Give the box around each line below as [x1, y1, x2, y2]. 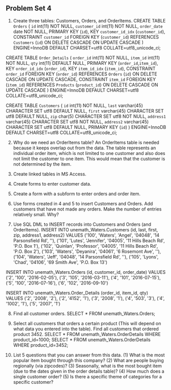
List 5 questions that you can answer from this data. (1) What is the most [13, 352, 165, 358]
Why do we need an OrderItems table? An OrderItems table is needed [13, 139, 159, 145]
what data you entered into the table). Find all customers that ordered [13, 326, 159, 332]
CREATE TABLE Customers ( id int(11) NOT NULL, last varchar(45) [6, 102, 143, 109]
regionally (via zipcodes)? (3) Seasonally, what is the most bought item [13, 362, 162, 369]
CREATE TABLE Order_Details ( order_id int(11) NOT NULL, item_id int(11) [6, 55, 160, 61]
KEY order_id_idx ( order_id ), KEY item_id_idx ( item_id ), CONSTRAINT [6, 65, 156, 71]
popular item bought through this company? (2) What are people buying [13, 357, 164, 363]
